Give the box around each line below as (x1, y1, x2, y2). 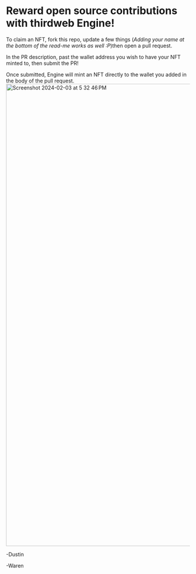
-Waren (6, 562, 24, 569)
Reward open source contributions (6, 4, 178, 18)
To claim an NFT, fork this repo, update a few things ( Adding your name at (6, 36, 185, 43)
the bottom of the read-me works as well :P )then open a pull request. (6, 42, 173, 49)
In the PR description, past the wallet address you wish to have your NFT (6, 53, 181, 60)
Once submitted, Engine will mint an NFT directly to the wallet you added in (6, 71, 187, 78)
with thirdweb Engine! (6, 16, 115, 30)
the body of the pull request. (6, 77, 75, 84)
